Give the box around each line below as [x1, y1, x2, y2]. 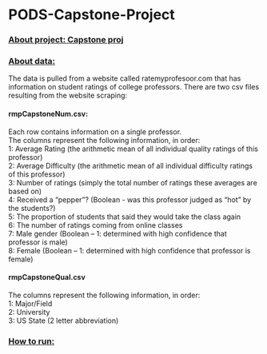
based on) [8, 186, 42, 196]
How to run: [8, 336, 55, 347]
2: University [8, 307, 50, 316]
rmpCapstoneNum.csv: [8, 109, 89, 118]
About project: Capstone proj [8, 34, 124, 46]
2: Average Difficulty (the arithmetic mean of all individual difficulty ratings [8, 161, 253, 170]
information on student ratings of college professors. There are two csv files [8, 82, 260, 92]
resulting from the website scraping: [8, 90, 128, 101]
